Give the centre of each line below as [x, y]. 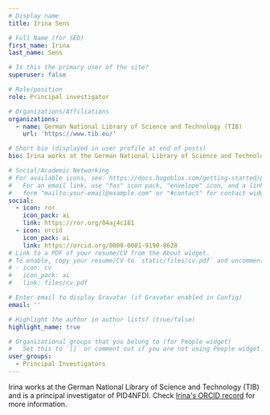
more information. [38, 404]
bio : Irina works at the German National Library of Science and [120, 156]
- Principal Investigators [61, 364]
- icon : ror [36, 208]
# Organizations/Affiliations [59, 111]
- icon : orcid [39, 230]
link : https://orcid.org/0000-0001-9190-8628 [100, 245]
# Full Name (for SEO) [46, 38]
